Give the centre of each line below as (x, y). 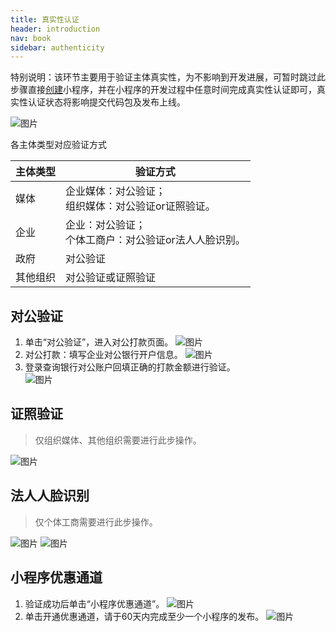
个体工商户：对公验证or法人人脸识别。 (155, 240)
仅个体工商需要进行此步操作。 (96, 522)
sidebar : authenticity (57, 47)
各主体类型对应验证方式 (58, 145)
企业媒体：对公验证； (116, 191)
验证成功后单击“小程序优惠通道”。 (94, 603)
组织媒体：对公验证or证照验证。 (140, 206)
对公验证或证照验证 (111, 278)
